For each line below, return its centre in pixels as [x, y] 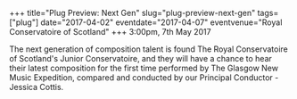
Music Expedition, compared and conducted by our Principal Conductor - [144, 78]
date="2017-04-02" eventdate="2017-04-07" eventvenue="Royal [161, 22]
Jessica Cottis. [37, 87]
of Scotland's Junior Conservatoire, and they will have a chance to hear [140, 58]
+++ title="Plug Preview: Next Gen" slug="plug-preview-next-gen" [132, 13]
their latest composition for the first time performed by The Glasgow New [144, 68]
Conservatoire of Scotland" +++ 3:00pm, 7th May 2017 [110, 32]
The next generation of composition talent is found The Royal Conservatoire [148, 49]
